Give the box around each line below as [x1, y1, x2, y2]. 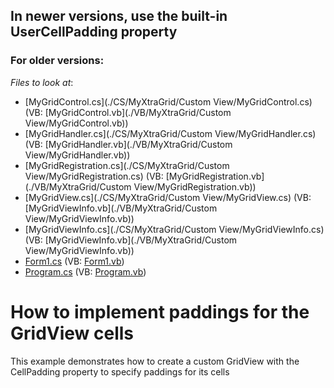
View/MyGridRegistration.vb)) [133, 180, 257, 193]
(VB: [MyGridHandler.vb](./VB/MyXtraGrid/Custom [24, 138, 233, 150]
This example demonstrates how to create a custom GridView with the [10, 355, 300, 367]
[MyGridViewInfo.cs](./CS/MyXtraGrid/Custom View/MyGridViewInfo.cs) [24, 223, 325, 235]
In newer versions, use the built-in [10, 8, 228, 25]
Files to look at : [10, 76, 74, 88]
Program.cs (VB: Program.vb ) [24, 265, 147, 278]
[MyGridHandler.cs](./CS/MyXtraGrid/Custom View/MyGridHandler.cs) [24, 127, 317, 139]
